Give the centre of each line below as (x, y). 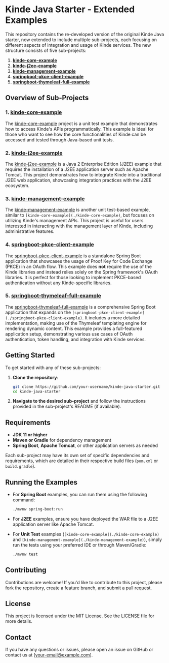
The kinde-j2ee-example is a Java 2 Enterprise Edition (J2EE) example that (83, 164)
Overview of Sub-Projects (47, 98)
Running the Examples (41, 482)
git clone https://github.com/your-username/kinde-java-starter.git (86, 387)
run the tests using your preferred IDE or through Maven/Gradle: (79, 545)
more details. (19, 621)
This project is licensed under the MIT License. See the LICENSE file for (80, 616)
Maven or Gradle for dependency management (62, 440)
